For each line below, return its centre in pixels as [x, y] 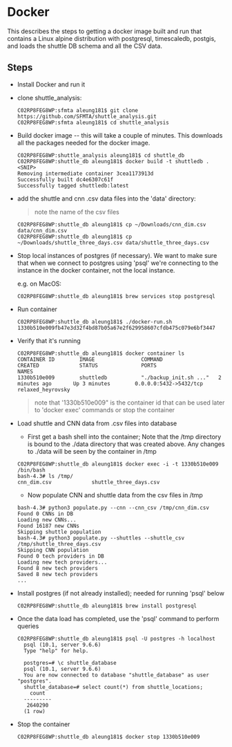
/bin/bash [31, 470]
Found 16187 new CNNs [48, 526]
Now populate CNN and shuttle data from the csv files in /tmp [115, 495]
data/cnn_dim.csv [42, 230]
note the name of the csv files [77, 212]
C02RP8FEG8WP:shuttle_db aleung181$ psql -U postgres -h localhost [116, 638]
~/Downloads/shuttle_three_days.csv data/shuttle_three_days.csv [113, 243]
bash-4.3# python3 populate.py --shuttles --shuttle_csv [101, 538]
